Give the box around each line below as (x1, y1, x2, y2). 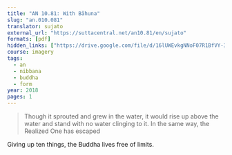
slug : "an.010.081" (7, 17, 64, 23)
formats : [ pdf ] (7, 36, 51, 43)
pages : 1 (7, 94, 32, 101)
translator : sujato (7, 23, 64, 30)
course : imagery (7, 49, 54, 56)
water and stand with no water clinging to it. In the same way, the (23, 120, 210, 127)
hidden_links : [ (7, 42, 54, 49)
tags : (7, 55, 23, 62)
